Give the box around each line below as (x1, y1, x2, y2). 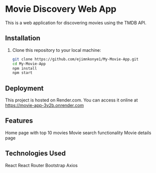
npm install (12, 66, 37, 71)
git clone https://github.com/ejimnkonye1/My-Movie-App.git (12, 57, 139, 62)
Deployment (5, 84, 44, 92)
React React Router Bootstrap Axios (5, 162, 78, 168)
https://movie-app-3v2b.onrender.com (5, 103, 84, 108)
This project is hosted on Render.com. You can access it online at (5, 97, 138, 103)
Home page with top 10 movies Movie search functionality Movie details (5, 130, 152, 136)
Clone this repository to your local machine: (12, 47, 101, 53)
